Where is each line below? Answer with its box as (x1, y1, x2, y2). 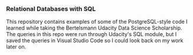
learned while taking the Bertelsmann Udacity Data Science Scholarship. (6, 24, 182, 31)
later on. (6, 43, 27, 50)
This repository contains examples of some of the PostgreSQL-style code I (6, 18, 188, 25)
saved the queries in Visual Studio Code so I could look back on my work (6, 37, 184, 44)
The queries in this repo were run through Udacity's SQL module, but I (6, 31, 177, 38)
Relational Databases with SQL (6, 5, 96, 13)
